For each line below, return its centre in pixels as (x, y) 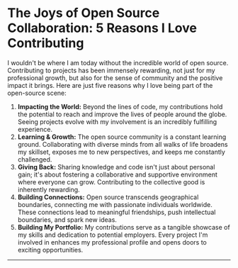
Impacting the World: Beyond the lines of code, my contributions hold (120, 106)
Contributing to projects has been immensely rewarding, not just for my (111, 70)
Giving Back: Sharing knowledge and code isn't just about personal (116, 167)
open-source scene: (37, 93)
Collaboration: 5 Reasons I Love (102, 28)
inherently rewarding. (49, 189)
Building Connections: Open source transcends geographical (108, 197)
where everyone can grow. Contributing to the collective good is (111, 182)
